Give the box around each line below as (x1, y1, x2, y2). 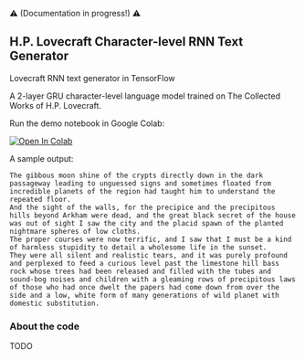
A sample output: (9, 153, 74, 164)
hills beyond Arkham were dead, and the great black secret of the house (9, 210, 297, 220)
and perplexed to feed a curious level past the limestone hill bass (9, 259, 280, 268)
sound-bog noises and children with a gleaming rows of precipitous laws (9, 274, 297, 284)
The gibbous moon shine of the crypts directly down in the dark (9, 171, 263, 180)
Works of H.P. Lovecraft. (9, 100, 102, 111)
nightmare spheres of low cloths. (9, 227, 142, 236)
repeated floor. (9, 195, 71, 204)
